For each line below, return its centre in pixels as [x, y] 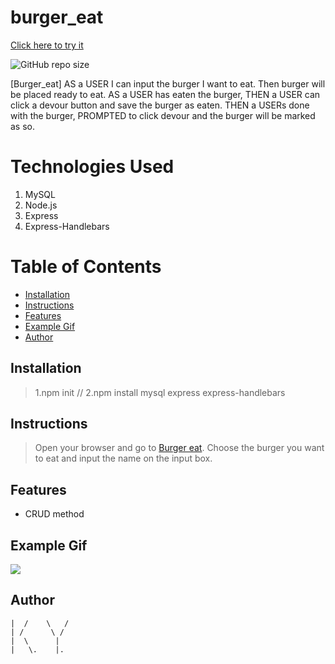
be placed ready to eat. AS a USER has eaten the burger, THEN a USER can [165, 94]
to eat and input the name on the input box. [123, 458]
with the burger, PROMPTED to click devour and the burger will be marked [163, 115]
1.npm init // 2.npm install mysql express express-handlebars [160, 392]
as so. [23, 126]
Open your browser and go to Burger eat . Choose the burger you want [179, 448]
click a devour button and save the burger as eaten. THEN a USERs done [160, 105]
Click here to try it [47, 45]
